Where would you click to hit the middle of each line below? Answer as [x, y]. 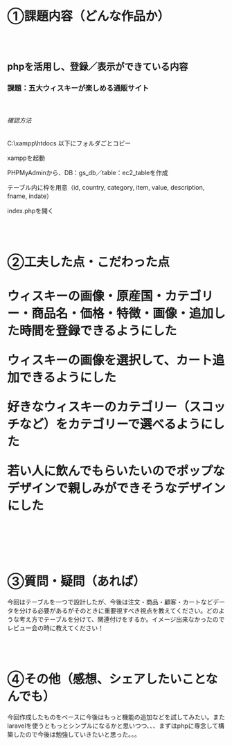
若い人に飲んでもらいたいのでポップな [116, 471]
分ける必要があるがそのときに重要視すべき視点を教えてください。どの [119, 611]
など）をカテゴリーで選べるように [116, 424]
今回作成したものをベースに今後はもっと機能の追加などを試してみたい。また [116, 717]
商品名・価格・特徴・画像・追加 [123, 314]
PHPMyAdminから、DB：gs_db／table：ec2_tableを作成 [88, 172]
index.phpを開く [30, 210]
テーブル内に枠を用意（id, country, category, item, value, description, [106, 187]
